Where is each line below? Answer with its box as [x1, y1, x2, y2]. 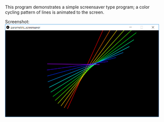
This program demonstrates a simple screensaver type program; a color [5, 4, 150, 10]
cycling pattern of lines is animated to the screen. [5, 9, 104, 15]
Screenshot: [5, 19, 30, 24]
